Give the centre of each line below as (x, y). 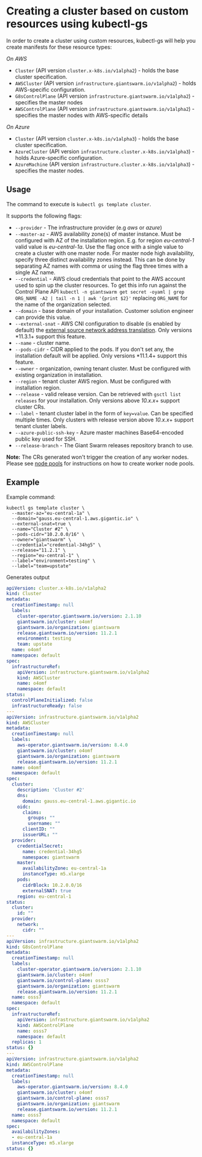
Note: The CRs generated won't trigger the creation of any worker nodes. (97, 457)
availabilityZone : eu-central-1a (64, 869)
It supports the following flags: (44, 216)
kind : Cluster (24, 594)
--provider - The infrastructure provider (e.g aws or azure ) (89, 227)
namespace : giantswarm (51, 857)
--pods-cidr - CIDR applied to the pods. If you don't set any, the (94, 349)
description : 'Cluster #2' (51, 790)
